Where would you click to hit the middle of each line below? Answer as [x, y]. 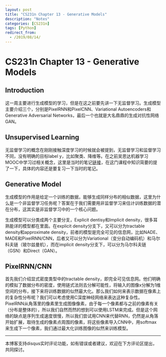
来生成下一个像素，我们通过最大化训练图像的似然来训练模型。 [68, 328]
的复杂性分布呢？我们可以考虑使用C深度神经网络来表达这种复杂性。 [74, 298]
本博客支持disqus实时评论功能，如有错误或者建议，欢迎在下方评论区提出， [81, 344]
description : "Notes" [27, 19]
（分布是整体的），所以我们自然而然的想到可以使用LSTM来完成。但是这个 [79, 310]
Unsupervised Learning [42, 137]
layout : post [19, 10]
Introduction [25, 90]
